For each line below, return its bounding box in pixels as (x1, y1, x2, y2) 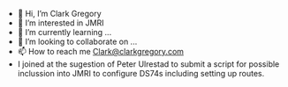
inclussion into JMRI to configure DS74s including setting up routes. (17, 69, 265, 78)
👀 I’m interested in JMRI (17, 18, 104, 28)
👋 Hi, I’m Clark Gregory (17, 9, 102, 18)
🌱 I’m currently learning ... (17, 27, 112, 37)
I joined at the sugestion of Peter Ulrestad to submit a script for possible (17, 59, 280, 69)
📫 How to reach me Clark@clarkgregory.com (17, 47, 184, 56)
